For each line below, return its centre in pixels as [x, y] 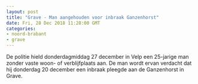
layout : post [22, 12]
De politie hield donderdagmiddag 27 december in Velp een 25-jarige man [98, 57]
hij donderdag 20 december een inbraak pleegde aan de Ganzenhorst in [95, 69]
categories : [21, 28]
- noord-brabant [26, 34]
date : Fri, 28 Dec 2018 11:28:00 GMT [53, 23]
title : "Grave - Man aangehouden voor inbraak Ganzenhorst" [83, 17]
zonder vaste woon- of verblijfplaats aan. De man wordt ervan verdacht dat [99, 63]
